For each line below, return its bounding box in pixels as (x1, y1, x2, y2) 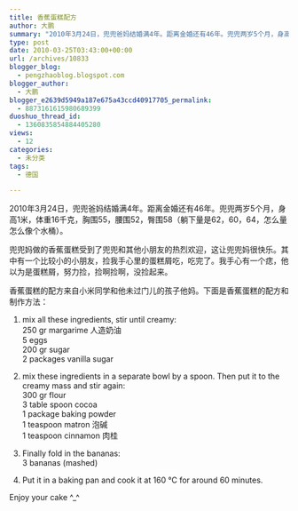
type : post (9, 37, 50, 47)
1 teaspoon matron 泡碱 (21, 419, 108, 430)
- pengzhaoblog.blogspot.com (17, 71, 125, 80)
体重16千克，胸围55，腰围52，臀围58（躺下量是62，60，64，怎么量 (35, 214, 287, 225)
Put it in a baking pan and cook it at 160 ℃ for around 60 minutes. (21, 475, 263, 485)
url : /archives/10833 (9, 54, 90, 63)
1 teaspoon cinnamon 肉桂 (21, 430, 118, 441)
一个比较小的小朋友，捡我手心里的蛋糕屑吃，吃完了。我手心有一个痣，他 (24, 255, 289, 267)
